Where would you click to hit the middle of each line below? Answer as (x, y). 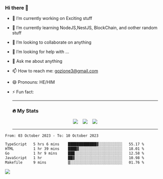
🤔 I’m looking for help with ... (41, 52)
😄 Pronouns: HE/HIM (33, 82)
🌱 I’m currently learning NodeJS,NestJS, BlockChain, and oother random (85, 28)
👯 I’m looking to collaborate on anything (52, 42)
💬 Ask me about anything (37, 61)
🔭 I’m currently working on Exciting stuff (52, 18)
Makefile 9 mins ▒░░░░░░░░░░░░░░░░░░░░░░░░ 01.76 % (75, 162)
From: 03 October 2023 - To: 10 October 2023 (52, 136)
